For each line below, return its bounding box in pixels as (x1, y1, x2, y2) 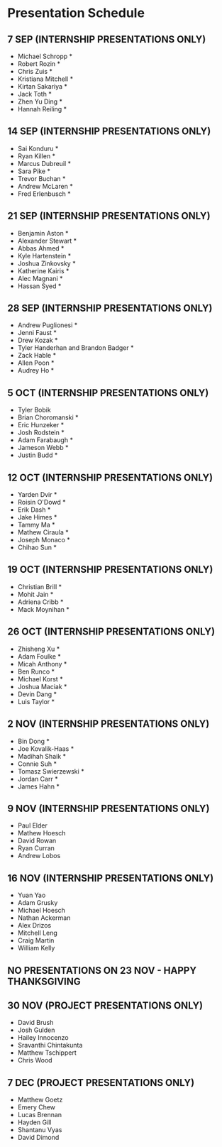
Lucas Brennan (17, 1111, 62, 1119)
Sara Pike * (17, 167, 51, 175)
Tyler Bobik (17, 406, 51, 415)
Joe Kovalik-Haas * (17, 744, 74, 753)
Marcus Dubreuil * (17, 159, 72, 168)
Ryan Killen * (17, 151, 55, 160)
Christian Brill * (17, 582, 62, 591)
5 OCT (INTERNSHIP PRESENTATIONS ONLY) (7, 387, 209, 399)
